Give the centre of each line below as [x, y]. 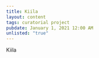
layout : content [26, 17]
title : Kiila [22, 11]
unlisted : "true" [27, 33]
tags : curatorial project [38, 22]
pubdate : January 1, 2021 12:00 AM [50, 28]
